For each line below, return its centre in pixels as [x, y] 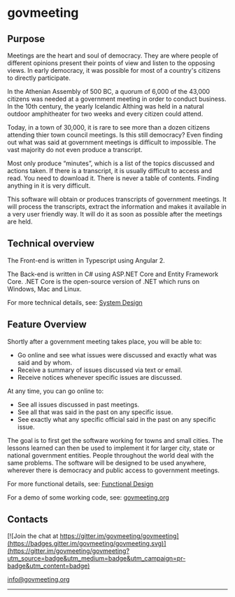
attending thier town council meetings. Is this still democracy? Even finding [115, 135]
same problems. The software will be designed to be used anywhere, [107, 462]
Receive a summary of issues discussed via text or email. [100, 370]
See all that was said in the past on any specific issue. [95, 412]
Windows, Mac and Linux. [44, 289]
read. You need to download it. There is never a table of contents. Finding [113, 178]
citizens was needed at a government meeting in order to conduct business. [117, 99]
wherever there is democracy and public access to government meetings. [114, 470]
